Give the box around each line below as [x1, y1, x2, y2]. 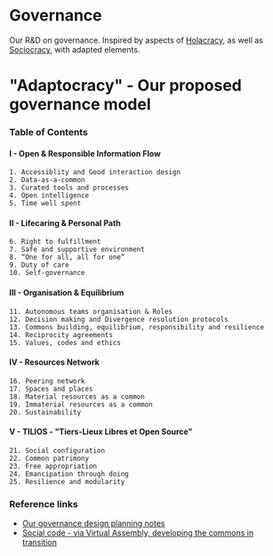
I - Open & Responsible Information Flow [9, 148, 162, 158]
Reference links [9, 497, 78, 510]
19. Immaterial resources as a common [9, 399, 153, 409]
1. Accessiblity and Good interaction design [9, 168, 181, 177]
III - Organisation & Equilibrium [9, 287, 124, 298]
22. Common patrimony [9, 455, 90, 463]
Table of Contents [9, 126, 89, 139]
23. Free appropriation [9, 462, 98, 471]
